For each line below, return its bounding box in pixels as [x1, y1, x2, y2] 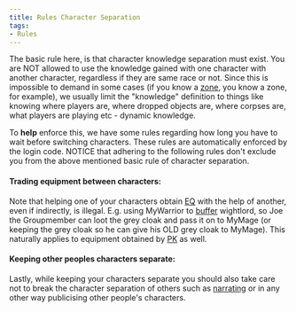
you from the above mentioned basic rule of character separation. [9, 156, 250, 167]
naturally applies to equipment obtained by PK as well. [9, 233, 207, 244]
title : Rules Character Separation [9, 12, 141, 22]
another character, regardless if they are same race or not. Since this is [9, 73, 269, 83]
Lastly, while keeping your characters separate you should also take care [9, 273, 276, 284]
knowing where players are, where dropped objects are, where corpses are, [9, 101, 286, 112]
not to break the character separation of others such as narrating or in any [9, 283, 281, 293]
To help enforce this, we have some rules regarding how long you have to [9, 128, 278, 138]
